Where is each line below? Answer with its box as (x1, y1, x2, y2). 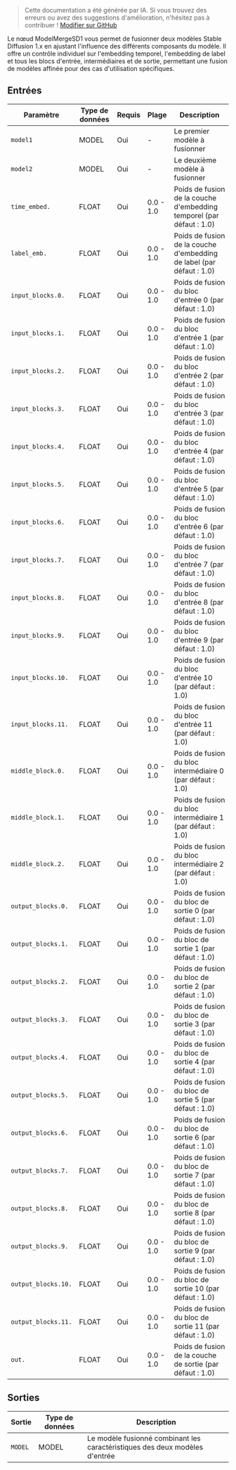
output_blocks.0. (11, 902, 69, 910)
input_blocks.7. (11, 555, 65, 564)
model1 (11, 136, 33, 143)
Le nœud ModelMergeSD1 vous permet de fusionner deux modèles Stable (7, 34, 223, 43)
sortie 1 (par (173, 943, 216, 953)
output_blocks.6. (11, 1128, 69, 1137)
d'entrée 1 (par (173, 333, 224, 342)
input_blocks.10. (11, 673, 69, 681)
